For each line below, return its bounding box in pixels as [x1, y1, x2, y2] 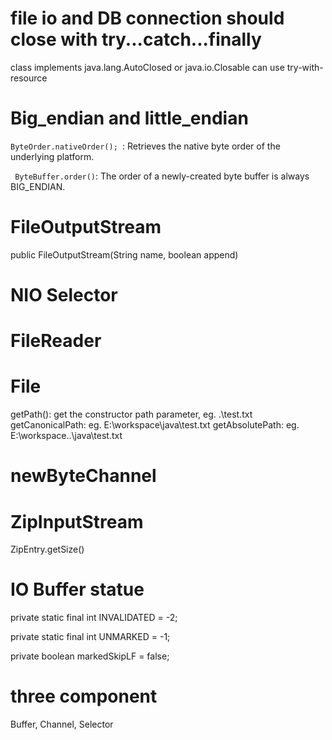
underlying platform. [10, 150, 95, 162]
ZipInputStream [10, 510, 144, 533]
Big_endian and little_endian [10, 107, 249, 130]
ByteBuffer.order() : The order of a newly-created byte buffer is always [14, 170, 310, 182]
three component [10, 685, 158, 708]
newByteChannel [10, 465, 157, 487]
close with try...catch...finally [10, 28, 262, 51]
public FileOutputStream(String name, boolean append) [10, 248, 239, 261]
